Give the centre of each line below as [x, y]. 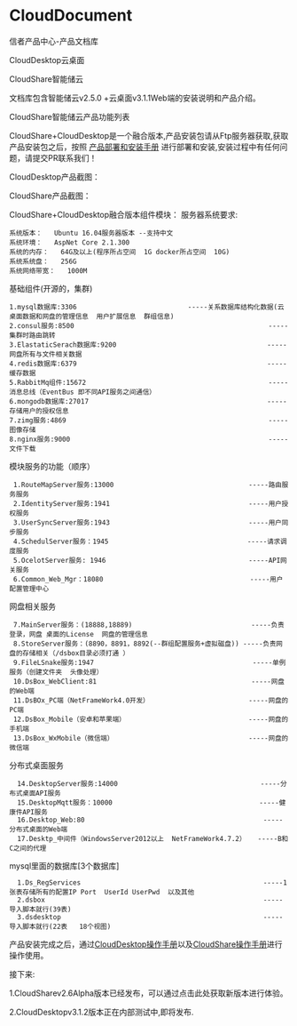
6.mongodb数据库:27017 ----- [148, 401]
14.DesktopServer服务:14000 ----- [149, 783]
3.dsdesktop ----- [150, 917]
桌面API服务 [41, 793]
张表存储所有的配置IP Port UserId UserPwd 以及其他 [102, 892]
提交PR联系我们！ [65, 157]
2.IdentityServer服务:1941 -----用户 [147, 503]
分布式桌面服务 [36, 765]
